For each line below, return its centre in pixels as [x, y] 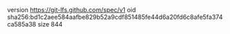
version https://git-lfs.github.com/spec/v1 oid [72, 10]
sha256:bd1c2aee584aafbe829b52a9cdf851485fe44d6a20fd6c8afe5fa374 [115, 17]
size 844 [50, 24]
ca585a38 [22, 24]
